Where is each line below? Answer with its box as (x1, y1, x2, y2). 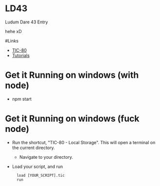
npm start (12, 96, 32, 102)
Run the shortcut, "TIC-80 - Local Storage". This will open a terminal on (12, 139, 156, 145)
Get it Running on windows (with (5, 70, 139, 81)
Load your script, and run (12, 164, 63, 169)
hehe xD (5, 28, 22, 34)
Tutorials (12, 52, 30, 58)
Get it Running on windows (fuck (5, 113, 140, 124)
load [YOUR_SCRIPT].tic (17, 173, 65, 178)
